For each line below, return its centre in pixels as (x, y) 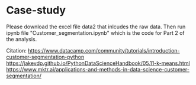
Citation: (16, 50)
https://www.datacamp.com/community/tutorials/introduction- (104, 50)
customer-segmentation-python (45, 57)
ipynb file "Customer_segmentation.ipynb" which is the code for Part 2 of (95, 32)
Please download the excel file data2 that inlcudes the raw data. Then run (96, 27)
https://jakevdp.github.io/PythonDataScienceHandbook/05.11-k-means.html (98, 63)
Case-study (36, 10)
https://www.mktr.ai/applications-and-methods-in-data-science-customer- (98, 69)
